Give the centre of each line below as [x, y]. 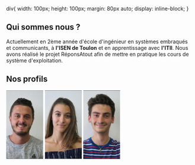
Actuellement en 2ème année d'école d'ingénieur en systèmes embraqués [97, 42]
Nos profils [27, 79]
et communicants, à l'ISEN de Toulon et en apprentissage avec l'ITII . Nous [97, 47]
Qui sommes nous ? [43, 27]
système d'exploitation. [35, 60]
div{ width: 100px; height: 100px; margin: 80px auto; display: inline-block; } [97, 9]
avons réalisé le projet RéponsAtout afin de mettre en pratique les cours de [97, 54]
